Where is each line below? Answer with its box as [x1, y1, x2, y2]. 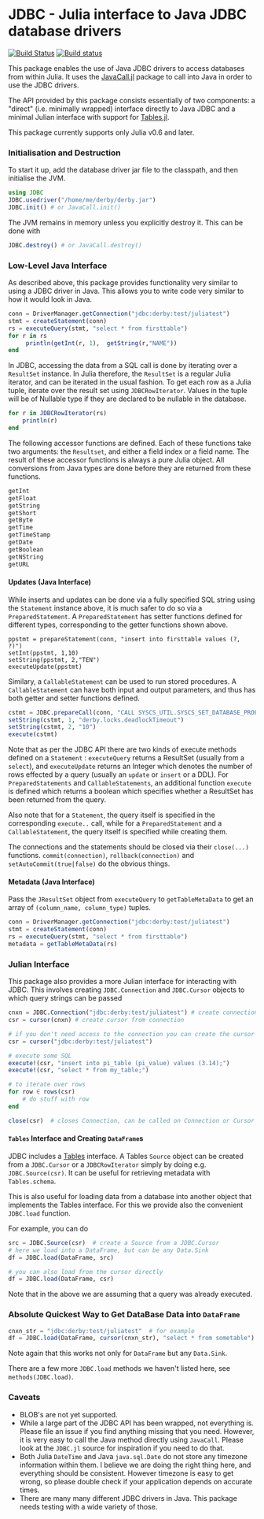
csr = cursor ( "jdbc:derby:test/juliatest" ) [8, 1038, 153, 1045]
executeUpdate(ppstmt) [8, 663, 82, 670]
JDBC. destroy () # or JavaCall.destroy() [8, 241, 143, 249]
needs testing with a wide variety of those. [19, 1502, 158, 1511]
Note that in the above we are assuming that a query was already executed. [8, 1290, 253, 1299]
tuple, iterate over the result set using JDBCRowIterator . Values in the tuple [8, 386, 247, 396]
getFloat [8, 494, 37, 502]
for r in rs [8, 332, 47, 340]
